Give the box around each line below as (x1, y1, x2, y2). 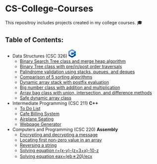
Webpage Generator (19, 121, 61, 127)
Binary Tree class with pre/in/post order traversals (19, 63, 122, 69)
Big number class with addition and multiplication (19, 84, 120, 90)
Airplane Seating (19, 116, 54, 122)
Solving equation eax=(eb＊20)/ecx (19, 153, 93, 159)
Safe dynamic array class (19, 95, 72, 101)
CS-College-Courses (5, 3, 94, 14)
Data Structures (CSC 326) (12, 53, 68, 59)
